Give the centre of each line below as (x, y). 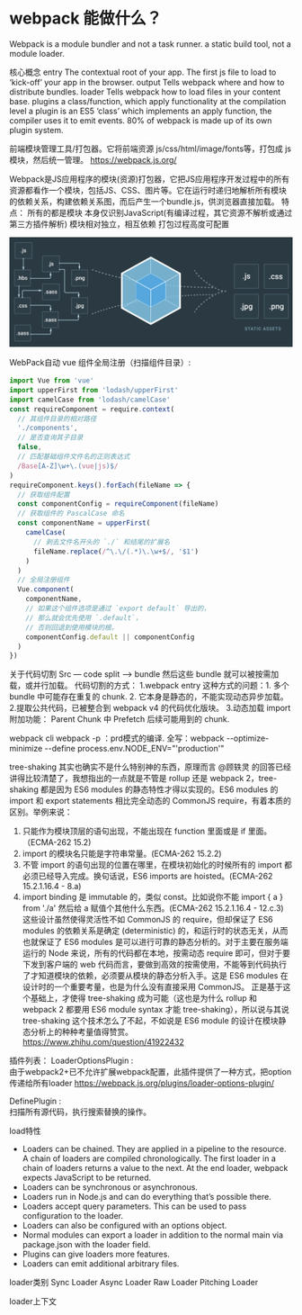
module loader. (37, 53)
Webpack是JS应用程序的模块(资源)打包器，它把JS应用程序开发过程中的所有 (150, 179)
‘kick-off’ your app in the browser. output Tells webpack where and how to (147, 82)
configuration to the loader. (73, 1216)
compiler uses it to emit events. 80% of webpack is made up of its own (141, 120)
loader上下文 (33, 1301)
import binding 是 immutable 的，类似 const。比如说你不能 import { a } (152, 897)
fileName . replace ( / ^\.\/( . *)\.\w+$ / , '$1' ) (116, 551)
